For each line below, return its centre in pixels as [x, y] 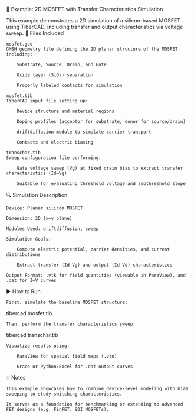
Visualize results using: [38, 346]
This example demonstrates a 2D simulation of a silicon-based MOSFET [93, 20]
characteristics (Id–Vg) [37, 173]
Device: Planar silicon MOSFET [45, 208]
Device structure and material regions [66, 111]
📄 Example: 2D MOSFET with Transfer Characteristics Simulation [85, 9]
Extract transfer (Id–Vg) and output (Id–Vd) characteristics [95, 265]
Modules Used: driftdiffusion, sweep [52, 229]
